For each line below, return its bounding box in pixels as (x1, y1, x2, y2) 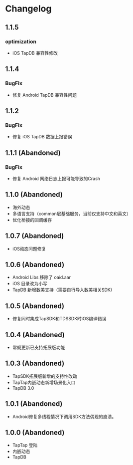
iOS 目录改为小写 (12, 281, 47, 287)
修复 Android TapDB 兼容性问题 (12, 92, 77, 98)
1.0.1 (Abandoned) (5, 399, 63, 408)
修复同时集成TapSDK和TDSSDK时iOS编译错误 (12, 316, 107, 322)
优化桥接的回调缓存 (12, 216, 52, 223)
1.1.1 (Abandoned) (5, 148, 61, 157)
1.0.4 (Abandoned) (5, 330, 65, 339)
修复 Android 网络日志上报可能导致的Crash (12, 175, 101, 181)
